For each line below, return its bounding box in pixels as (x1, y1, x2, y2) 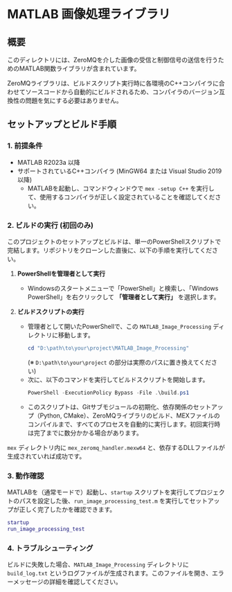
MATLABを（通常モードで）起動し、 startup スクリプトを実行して (7, 488, 195, 496)
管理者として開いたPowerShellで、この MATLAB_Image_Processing (27, 322, 212, 330)
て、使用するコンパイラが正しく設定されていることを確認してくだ (27, 192, 215, 201)
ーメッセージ (7, 577, 44, 586)
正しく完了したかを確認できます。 (19, 505, 116, 514)
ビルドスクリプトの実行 (17, 307, 84, 316)
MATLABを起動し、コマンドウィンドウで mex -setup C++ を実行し (27, 184, 215, 192)
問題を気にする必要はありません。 (25, 96, 123, 105)
